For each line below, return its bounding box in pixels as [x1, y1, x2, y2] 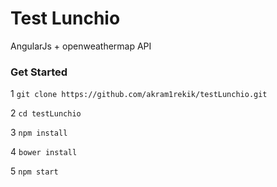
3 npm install [10, 127, 68, 139]
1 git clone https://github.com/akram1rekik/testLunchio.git [10, 88, 268, 100]
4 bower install [10, 146, 78, 158]
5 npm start [10, 165, 59, 177]
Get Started [10, 65, 68, 79]
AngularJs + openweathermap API [10, 40, 152, 52]
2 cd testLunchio [10, 107, 82, 119]
